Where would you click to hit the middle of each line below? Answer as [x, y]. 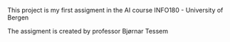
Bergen [18, 17]
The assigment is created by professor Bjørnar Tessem [88, 31]
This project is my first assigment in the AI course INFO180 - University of [115, 10]
